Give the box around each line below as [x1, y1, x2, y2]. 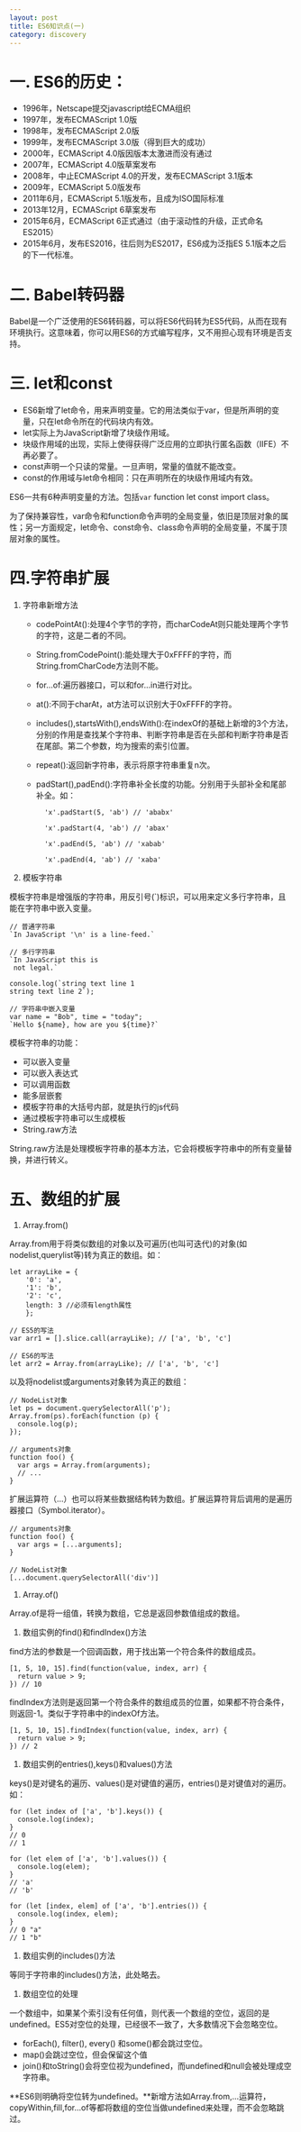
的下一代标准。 [22, 250, 78, 260]
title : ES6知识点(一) [9, 22, 86, 31]
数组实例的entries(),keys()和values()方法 [22, 1759, 173, 1770]
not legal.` [13, 963, 59, 973]
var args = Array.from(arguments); [17, 1461, 151, 1470]
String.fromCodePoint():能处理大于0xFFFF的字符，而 [35, 650, 233, 661]
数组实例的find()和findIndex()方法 [22, 1627, 147, 1638]
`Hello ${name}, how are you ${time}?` [9, 1020, 160, 1030]
